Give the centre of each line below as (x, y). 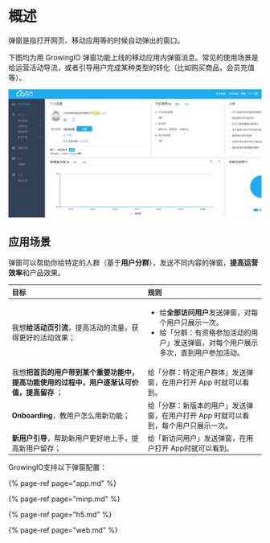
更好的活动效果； (47, 338)
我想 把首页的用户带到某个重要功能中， (75, 372)
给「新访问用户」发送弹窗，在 (197, 438)
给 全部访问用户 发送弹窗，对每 (209, 313)
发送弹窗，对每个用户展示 (216, 343)
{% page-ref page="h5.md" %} (60, 515)
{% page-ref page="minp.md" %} (64, 499)
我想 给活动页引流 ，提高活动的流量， (72, 327)
